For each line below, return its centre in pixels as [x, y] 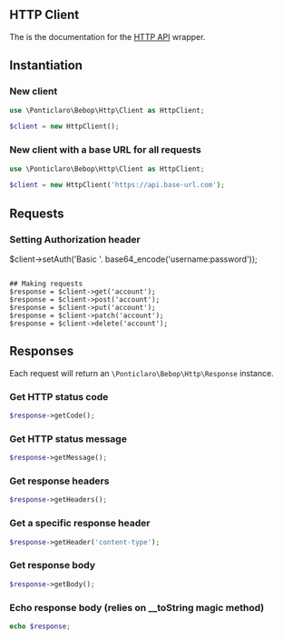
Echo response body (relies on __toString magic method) [137, 607]
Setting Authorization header [75, 239]
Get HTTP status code [59, 396]
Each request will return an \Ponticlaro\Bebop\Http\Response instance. [141, 373]
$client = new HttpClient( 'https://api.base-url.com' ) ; [117, 185]
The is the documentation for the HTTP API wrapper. [107, 36]
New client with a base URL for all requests [105, 150]
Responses [42, 351]
